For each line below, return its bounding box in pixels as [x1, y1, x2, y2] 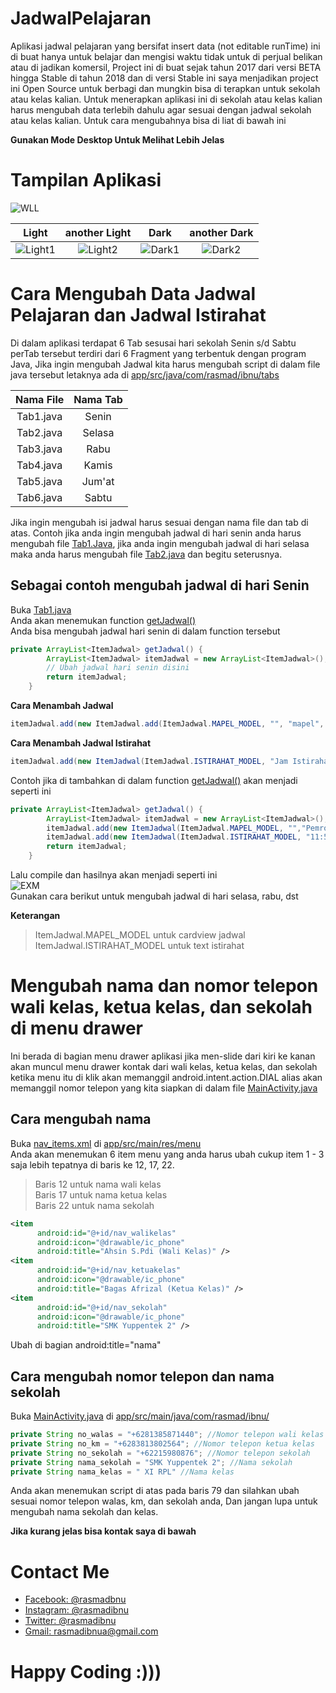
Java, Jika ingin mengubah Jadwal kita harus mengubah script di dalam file [10, 358, 321, 370]
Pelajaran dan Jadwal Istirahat [10, 304, 267, 327]
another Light [64, 225, 132, 239]
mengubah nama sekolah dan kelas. [10, 1506, 159, 1518]
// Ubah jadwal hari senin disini [46, 663, 190, 673]
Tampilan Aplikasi [10, 169, 162, 192]
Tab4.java [16, 458, 63, 472]
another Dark [189, 225, 254, 239]
